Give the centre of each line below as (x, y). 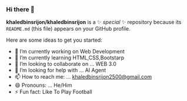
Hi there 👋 (21, 9)
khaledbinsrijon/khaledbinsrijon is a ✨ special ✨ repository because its (94, 22)
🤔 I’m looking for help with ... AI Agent (60, 70)
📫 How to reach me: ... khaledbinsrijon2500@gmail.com (83, 77)
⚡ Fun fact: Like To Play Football (53, 92)
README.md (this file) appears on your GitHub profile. (68, 29)
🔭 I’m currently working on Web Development (70, 52)
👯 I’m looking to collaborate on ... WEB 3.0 (65, 64)
